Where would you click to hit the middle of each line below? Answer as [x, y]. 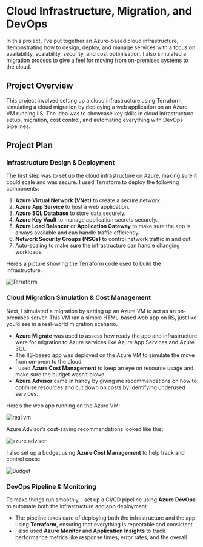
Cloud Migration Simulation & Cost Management [79, 297]
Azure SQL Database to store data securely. [70, 213]
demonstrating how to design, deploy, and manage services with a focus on [101, 47]
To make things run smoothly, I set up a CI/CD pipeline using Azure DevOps [101, 500]
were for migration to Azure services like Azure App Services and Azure [105, 342]
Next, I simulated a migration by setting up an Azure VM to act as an [91, 311]
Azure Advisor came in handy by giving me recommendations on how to [106, 381]
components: [23, 189]
